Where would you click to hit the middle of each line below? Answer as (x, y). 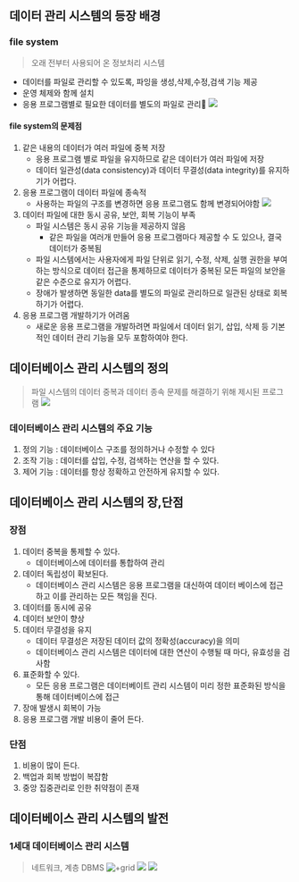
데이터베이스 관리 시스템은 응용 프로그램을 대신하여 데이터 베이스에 (151, 584)
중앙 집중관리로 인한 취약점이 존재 (81, 787)
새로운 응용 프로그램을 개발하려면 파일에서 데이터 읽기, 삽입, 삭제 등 (152, 326)
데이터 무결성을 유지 (57, 629)
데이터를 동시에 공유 (57, 607)
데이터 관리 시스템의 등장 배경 (85, 16)
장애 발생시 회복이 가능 (62, 708)
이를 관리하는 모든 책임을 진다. (105, 596)
